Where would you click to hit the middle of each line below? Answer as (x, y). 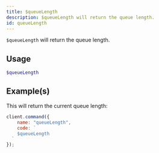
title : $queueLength (32, 12)
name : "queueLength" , (44, 122)
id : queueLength (26, 23)
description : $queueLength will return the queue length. (80, 17)
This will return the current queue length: (57, 106)
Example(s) (28, 91)
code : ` (26, 128)
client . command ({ (28, 117)
